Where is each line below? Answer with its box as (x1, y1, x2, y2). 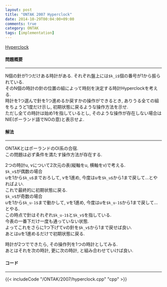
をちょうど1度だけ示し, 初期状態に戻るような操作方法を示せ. (5, 104, 128, 110)
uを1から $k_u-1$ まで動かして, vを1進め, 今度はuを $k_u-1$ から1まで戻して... (5, 200, 158, 206)
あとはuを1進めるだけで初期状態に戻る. (5, 231, 85, 237)
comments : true (5, 21, 37, 26)
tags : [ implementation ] (5, 30, 55, 35)
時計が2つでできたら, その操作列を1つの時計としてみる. (5, 241, 118, 247)
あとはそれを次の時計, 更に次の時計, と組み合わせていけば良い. (5, 248, 133, 254)
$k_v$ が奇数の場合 (5, 193, 43, 199)
